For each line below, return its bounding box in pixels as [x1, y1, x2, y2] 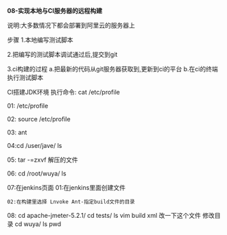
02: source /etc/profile [7, 115, 71, 123]
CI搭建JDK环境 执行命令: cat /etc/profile [7, 88, 120, 96]
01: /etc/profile [7, 102, 49, 110]
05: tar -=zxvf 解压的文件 [7, 156, 79, 164]
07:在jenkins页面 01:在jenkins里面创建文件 [7, 184, 126, 191]
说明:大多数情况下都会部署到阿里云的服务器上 [7, 21, 136, 29]
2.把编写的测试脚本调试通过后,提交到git [7, 51, 118, 58]
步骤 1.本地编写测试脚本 [7, 36, 73, 44]
